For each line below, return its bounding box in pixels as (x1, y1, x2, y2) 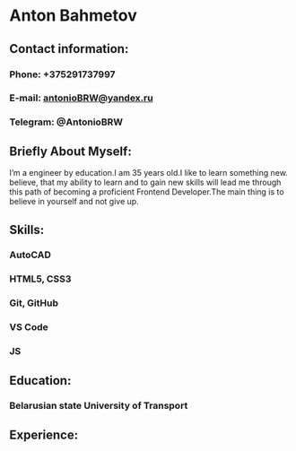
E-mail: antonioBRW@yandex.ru (9, 91, 154, 104)
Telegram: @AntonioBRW (9, 116, 124, 128)
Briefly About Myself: (9, 143, 132, 159)
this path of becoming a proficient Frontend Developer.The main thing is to (9, 186, 284, 197)
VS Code (9, 321, 48, 334)
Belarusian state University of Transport (9, 400, 188, 412)
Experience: (9, 427, 79, 442)
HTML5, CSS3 (9, 273, 72, 285)
